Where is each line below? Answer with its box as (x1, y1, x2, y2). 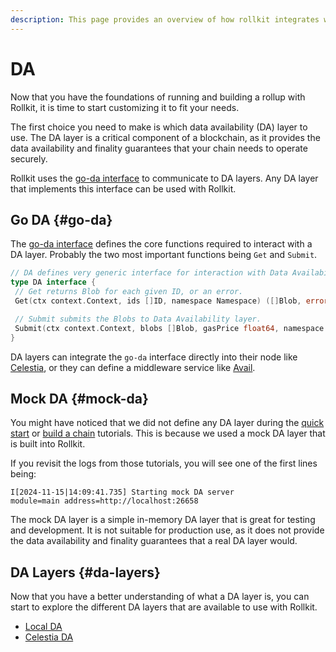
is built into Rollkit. (10, 438, 86, 450)
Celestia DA (24, 631, 74, 643)
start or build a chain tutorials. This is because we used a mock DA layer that (10, 427, 326, 440)
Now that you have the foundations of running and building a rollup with (10, 91, 306, 103)
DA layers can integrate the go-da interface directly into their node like (10, 351, 298, 363)
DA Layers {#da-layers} (10, 564, 161, 581)
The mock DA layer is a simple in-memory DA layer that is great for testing (10, 514, 316, 526)
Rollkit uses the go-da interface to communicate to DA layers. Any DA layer (10, 172, 319, 184)
